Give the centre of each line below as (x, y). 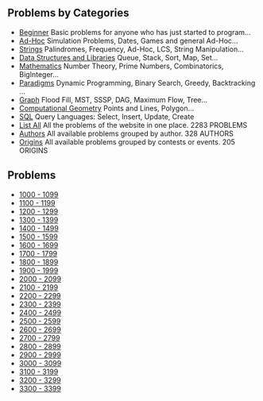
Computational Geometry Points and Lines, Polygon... (106, 108)
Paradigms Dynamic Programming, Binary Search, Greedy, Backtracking (137, 83)
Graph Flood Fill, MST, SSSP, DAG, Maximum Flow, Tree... (113, 99)
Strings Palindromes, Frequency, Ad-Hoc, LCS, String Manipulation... (131, 49)
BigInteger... (39, 74)
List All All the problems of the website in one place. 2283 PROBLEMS (133, 125)
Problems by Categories (68, 13)
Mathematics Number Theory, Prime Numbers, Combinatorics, (121, 66)
